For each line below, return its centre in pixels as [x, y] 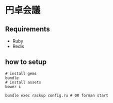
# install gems [21, 73]
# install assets [23, 82]
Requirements [27, 29]
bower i [13, 86]
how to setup [26, 62]
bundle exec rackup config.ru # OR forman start [57, 95]
